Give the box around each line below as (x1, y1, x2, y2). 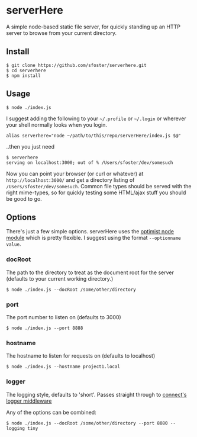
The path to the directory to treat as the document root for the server (6, 269, 175, 276)
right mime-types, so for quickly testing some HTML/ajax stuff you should (6, 189, 186, 196)
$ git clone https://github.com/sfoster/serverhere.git (6, 62, 147, 68)
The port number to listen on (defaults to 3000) (6, 313, 121, 320)
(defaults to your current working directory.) (6, 275, 114, 282)
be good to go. (6, 195, 43, 202)
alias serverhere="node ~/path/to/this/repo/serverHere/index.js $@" (6, 133, 182, 139)
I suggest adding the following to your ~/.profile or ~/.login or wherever (6, 115, 186, 122)
